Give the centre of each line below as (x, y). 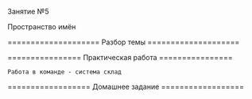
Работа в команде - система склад (65, 72)
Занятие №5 (28, 11)
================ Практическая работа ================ (120, 57)
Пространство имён (42, 27)
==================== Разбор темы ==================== (124, 42)
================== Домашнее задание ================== (126, 87)
